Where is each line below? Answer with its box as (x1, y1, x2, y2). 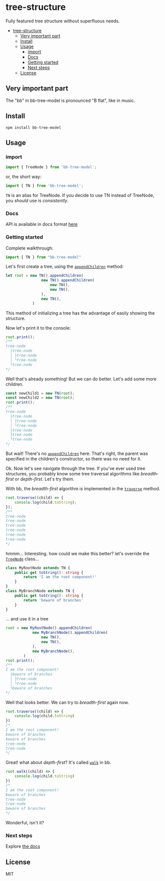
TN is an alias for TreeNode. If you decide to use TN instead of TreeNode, (5, 192, 155, 198)
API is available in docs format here (5, 221, 78, 227)
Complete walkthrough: (5, 245, 54, 251)
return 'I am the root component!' (23, 575, 97, 580)
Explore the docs (5, 843, 40, 849)
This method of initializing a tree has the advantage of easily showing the (5, 310, 155, 316)
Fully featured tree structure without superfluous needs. (5, 18, 120, 24)
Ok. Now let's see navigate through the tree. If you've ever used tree (5, 465, 146, 471)
